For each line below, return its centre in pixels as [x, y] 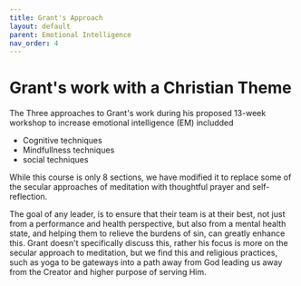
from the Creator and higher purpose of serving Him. [108, 272]
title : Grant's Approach [56, 18]
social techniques [55, 160]
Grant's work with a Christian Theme [150, 88]
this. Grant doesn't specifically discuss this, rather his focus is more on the [149, 243]
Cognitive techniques [62, 141]
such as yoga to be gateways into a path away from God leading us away [146, 262]
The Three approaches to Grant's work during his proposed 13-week [138, 113]
